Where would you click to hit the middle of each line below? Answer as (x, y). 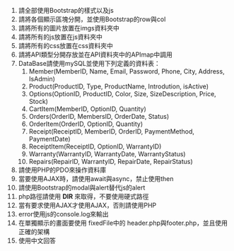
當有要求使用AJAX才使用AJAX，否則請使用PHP (87, 205)
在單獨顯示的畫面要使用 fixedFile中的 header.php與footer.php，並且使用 (123, 223)
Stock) (39, 101)
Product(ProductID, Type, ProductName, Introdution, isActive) (119, 86)
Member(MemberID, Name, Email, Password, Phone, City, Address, (127, 71)
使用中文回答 (37, 240)
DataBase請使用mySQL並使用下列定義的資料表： (89, 63)
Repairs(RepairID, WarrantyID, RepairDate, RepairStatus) (111, 162)
